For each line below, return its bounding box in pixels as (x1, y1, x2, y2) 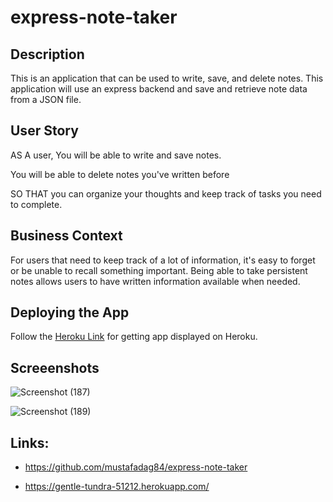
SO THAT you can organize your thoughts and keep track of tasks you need (10, 187, 322, 200)
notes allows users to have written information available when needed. (10, 275, 301, 287)
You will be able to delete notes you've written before (10, 168, 230, 180)
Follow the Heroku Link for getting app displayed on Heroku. (10, 331, 258, 343)
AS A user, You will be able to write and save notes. (10, 149, 222, 161)
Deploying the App (10, 304, 130, 321)
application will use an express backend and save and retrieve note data (10, 83, 308, 95)
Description (10, 46, 85, 63)
